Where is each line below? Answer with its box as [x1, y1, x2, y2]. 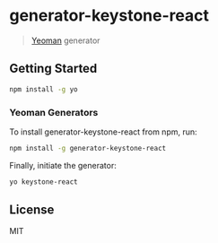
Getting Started [9, 61, 98, 76]
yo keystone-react [9, 177, 78, 187]
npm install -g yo [9, 84, 78, 94]
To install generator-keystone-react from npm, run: [9, 126, 197, 137]
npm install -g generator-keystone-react [9, 143, 167, 152]
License [9, 203, 55, 218]
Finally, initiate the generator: [9, 160, 117, 170]
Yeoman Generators [9, 106, 99, 118]
